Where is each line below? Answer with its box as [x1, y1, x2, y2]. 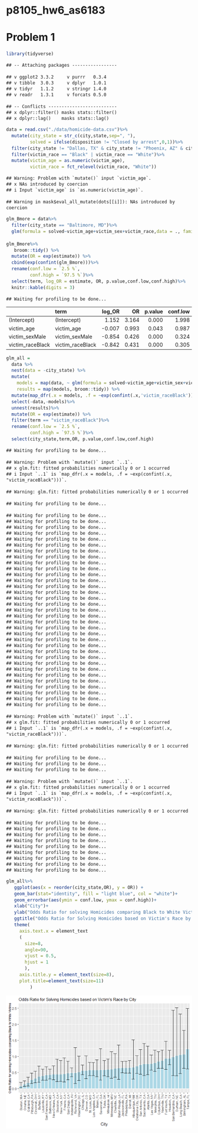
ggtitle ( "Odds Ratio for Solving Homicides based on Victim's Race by [14, 916, 192, 922]
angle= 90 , [24, 947, 49, 953]
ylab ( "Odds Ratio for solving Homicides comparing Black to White [14, 910, 181, 916]
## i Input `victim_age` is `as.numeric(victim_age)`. [6, 187, 144, 193]
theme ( [14, 922, 31, 928]
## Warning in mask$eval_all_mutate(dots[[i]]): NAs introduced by [6, 199, 176, 205]
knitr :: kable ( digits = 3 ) [11, 284, 75, 290]
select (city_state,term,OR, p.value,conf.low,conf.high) [11, 436, 154, 442]
